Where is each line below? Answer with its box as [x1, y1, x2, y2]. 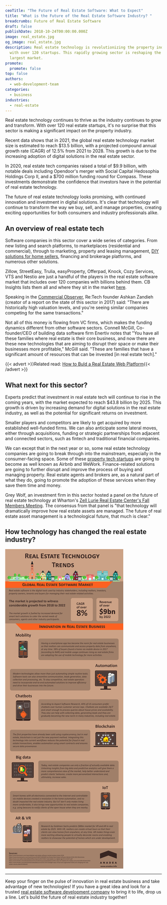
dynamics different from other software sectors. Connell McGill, [5, 325, 136, 331]
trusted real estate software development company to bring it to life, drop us [5, 889, 162, 895]
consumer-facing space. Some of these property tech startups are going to [5, 456, 160, 462]
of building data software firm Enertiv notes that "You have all [33, 330, 159, 336]
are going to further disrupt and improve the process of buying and [5, 467, 143, 472]
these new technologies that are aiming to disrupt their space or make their [5, 341, 159, 347]
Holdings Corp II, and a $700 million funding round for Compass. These [5, 174, 152, 180]
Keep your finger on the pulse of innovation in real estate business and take [5, 878, 160, 884]
